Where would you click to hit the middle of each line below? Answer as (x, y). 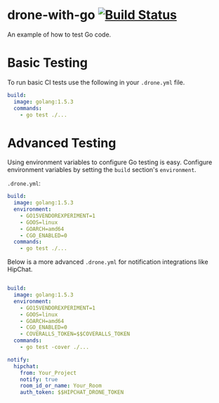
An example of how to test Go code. (59, 34)
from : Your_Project (48, 373)
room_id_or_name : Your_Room (61, 386)
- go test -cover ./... (55, 348)
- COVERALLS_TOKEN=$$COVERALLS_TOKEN (75, 334)
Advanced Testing (62, 143)
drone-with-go (51, 15)
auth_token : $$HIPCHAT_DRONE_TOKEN (72, 392)
